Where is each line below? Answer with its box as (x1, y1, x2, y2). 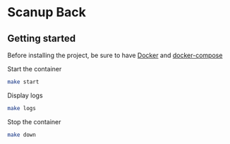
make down (7, 131, 37, 138)
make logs (7, 104, 37, 112)
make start (7, 78, 40, 85)
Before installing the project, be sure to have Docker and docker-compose (7, 51, 223, 59)
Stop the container (7, 117, 61, 126)
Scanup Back (7, 4, 86, 20)
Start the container (7, 65, 62, 73)
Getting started (7, 32, 76, 44)
